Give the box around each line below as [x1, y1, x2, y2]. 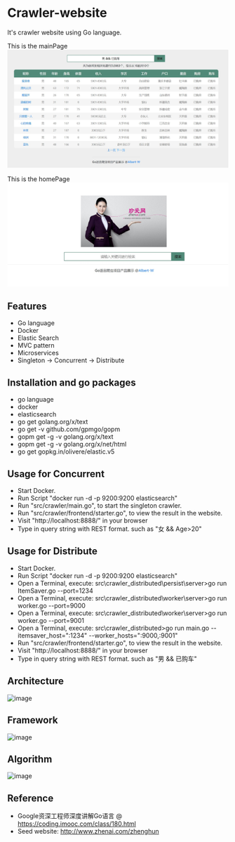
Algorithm [7, 753, 53, 765]
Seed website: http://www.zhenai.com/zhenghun [17, 827, 159, 836]
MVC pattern [17, 341, 55, 350]
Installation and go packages [7, 376, 137, 388]
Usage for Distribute [7, 546, 98, 558]
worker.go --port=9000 [17, 601, 86, 610]
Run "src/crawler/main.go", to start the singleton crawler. [17, 501, 182, 510]
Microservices [17, 349, 60, 357]
